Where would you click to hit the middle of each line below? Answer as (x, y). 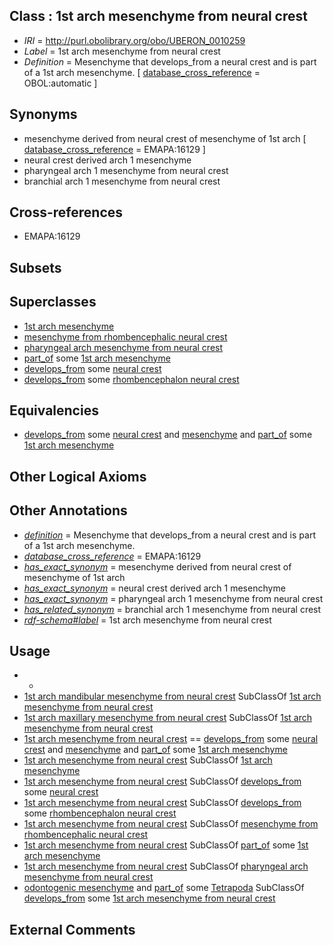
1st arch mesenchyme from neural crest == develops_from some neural (171, 739)
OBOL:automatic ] (60, 83)
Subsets (35, 267)
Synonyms (43, 114)
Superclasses (53, 302)
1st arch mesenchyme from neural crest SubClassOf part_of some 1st (166, 845)
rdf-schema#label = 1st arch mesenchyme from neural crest (147, 620)
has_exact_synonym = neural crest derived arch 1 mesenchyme (154, 588)
